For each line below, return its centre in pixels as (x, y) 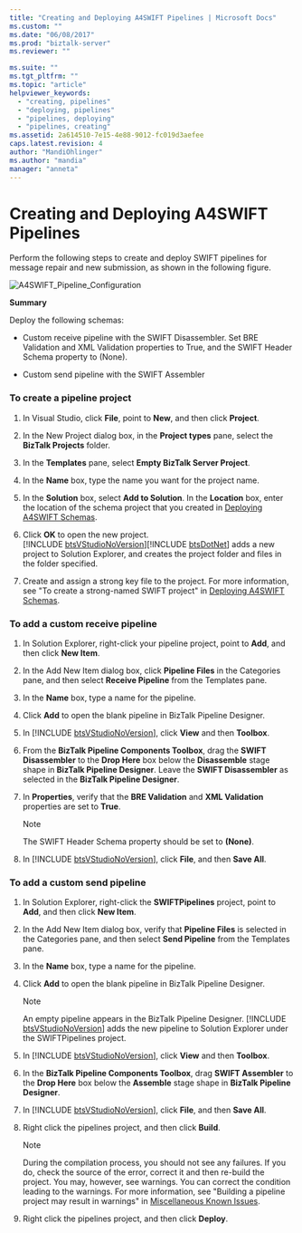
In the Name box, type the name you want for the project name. (141, 480)
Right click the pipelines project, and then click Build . (122, 1128)
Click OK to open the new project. (85, 535)
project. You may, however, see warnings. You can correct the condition (156, 1182)
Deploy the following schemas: (67, 320)
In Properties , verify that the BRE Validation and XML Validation (143, 797)
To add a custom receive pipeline (84, 623)
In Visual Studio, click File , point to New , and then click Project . (141, 418)
